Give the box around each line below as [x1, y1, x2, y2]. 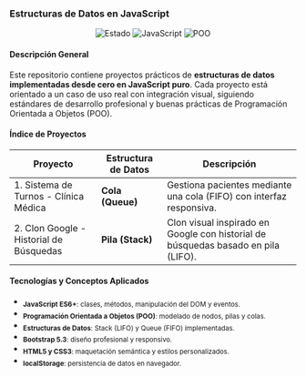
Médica [14, 201, 46, 214]
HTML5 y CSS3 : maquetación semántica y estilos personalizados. [22, 347, 229, 356]
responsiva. [167, 201, 217, 214]
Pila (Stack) [101, 233, 153, 246]
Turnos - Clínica [14, 189, 85, 202]
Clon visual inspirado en [167, 216, 270, 229]
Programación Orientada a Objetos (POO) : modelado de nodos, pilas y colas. [22, 311, 266, 321]
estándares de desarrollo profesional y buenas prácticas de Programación [9, 98, 288, 109]
